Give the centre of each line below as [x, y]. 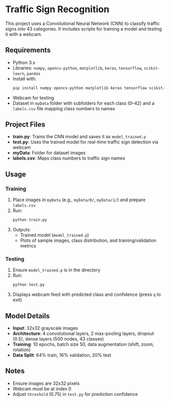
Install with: [25, 79]
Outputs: [22, 229]
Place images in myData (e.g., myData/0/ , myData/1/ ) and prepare [79, 200]
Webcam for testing [33, 98]
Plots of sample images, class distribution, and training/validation [88, 240]
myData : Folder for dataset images [49, 153]
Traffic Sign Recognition [57, 9]
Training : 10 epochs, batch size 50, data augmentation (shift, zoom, [83, 344]
